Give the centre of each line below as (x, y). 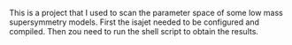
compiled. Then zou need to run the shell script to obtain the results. (134, 31)
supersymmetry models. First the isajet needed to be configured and (134, 22)
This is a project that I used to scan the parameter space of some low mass (146, 13)
